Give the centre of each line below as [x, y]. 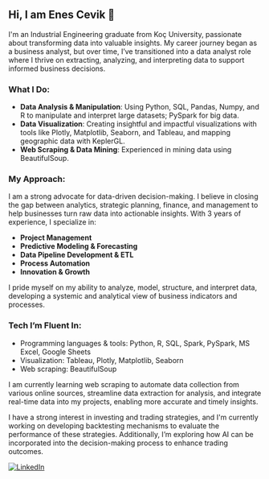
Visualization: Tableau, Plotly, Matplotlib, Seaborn [102, 360]
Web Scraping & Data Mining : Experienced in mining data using [126, 150]
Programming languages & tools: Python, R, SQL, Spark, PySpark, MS [135, 343]
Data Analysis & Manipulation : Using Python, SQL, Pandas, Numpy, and [139, 107]
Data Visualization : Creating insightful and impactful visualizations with [138, 124]
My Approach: [37, 180]
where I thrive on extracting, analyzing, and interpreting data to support [126, 60]
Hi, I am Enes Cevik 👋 [61, 15]
